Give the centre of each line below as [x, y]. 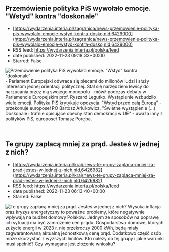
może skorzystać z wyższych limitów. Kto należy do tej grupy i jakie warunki [85, 238]
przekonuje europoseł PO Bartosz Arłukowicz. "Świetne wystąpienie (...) [80, 108]
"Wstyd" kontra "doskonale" [52, 16]
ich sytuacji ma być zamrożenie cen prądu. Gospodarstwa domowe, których [85, 222]
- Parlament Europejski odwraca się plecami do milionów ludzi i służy [77, 81]
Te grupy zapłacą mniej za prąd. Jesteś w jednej [82, 144]
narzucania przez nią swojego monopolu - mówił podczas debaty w [76, 92]
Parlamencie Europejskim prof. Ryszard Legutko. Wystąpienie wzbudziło [81, 97]
